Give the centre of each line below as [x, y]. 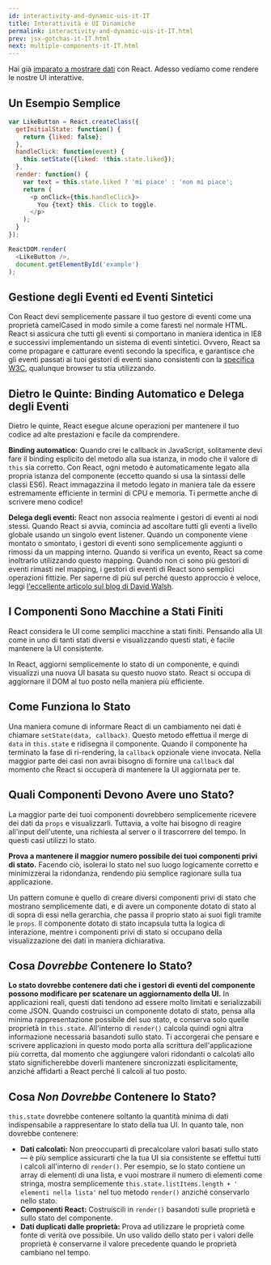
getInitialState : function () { [68, 129]
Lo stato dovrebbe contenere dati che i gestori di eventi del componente [132, 986]
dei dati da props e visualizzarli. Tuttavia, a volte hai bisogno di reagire [125, 823]
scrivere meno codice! [46, 502]
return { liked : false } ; [63, 137]
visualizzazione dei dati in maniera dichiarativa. [87, 940]
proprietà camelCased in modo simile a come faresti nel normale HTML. [128, 326]
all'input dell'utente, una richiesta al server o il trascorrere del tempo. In [127, 832]
